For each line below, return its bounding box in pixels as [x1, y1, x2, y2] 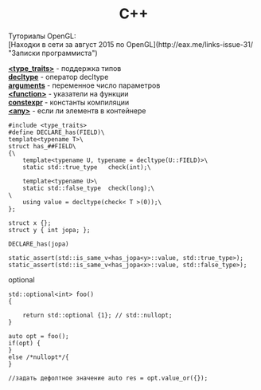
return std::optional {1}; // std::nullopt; [22, 311, 173, 319]
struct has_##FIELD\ [8, 142, 77, 150]
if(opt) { [8, 339, 41, 347]
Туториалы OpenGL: [8, 31, 77, 41]
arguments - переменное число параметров [8, 81, 161, 90]
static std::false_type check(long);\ [22, 184, 155, 192]
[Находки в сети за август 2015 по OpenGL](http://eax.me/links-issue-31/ [8, 39, 253, 49]
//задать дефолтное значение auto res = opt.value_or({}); [8, 374, 208, 382]
